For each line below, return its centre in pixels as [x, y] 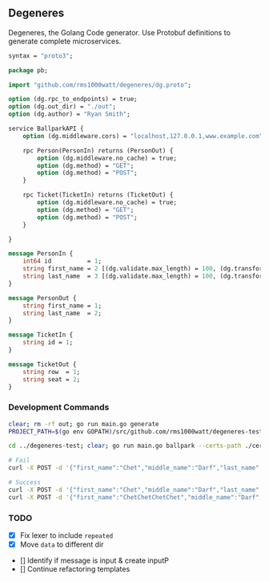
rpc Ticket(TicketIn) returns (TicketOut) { [98, 195]
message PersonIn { [41, 254]
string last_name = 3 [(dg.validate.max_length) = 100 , [120, 276]
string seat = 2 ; [52, 379]
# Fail [19, 461]
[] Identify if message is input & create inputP [94, 560]
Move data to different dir [62, 544]
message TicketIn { [41, 335]
